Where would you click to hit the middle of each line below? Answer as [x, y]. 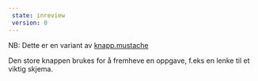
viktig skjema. [31, 68]
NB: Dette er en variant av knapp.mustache [78, 45]
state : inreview [38, 15]
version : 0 [29, 23]
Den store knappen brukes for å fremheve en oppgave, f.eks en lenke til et [129, 61]
